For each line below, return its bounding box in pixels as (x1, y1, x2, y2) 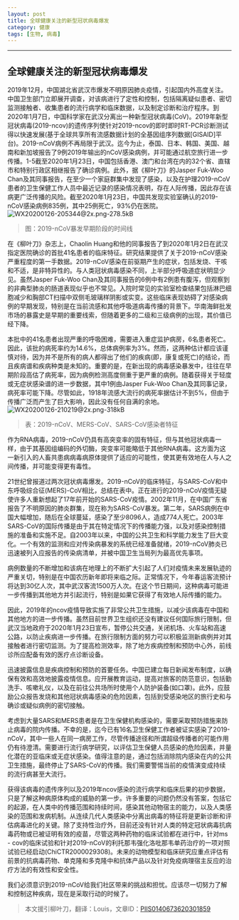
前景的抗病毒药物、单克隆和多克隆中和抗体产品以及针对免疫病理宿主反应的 (7, 856, 225, 865)
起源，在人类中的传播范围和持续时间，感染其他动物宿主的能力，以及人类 (13, 803, 225, 812)
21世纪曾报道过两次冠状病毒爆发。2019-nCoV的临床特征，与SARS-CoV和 (7, 477, 222, 486)
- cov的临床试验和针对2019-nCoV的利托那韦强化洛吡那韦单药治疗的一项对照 (7, 839, 230, 847)
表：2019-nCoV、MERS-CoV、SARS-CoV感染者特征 (24, 420, 179, 429)
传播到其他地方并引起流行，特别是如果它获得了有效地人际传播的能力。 (19, 590, 225, 600)
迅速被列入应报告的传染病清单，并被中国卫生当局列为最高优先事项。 (7, 549, 207, 557)
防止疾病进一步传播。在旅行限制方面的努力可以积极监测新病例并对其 (31, 632, 232, 641)
